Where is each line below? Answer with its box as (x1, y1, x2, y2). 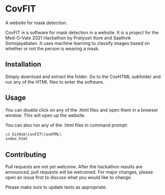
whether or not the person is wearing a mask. (5, 45, 100, 51)
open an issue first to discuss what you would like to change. (5, 174, 132, 180)
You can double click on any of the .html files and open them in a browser (5, 107, 158, 113)
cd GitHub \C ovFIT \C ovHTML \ (5, 132, 62, 137)
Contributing (5, 150, 46, 159)
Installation (5, 60, 41, 69)
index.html (5, 137, 28, 142)
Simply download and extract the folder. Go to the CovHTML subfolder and (5, 74, 161, 80)
